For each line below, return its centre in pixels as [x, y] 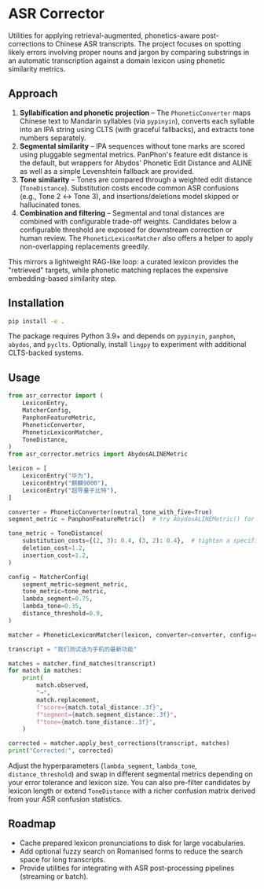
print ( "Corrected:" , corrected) [61, 751]
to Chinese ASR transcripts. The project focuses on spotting [144, 43]
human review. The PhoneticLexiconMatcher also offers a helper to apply [136, 238]
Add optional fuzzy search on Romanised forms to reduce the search [131, 851]
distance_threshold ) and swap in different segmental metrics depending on [130, 774]
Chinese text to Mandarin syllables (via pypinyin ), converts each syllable [137, 121]
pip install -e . [37, 321]
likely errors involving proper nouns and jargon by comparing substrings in [129, 52]
